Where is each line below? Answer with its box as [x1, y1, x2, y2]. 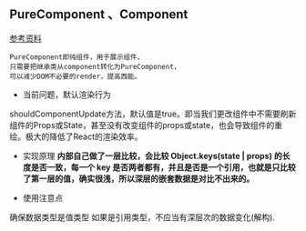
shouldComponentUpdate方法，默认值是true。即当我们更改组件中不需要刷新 [9, 108, 297, 119]
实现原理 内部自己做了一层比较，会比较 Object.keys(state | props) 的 [22, 150, 282, 161]
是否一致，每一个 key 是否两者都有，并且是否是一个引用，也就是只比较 [30, 161, 296, 173]
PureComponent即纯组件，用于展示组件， [9, 52, 144, 62]
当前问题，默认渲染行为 [22, 88, 111, 100]
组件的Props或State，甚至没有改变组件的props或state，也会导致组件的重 [9, 119, 282, 130]
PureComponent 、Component [9, 6, 189, 23]
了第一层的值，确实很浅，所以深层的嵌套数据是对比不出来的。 [22, 173, 255, 184]
